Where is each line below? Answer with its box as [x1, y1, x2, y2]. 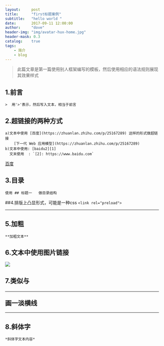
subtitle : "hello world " [5, 16, 62, 21]
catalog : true [5, 39, 41, 44]
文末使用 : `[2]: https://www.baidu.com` [9, 152, 94, 156]
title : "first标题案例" [5, 12, 61, 17]
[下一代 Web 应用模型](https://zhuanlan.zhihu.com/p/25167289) [14, 141, 140, 146]
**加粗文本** [5, 234, 29, 239]
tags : [5, 43, 16, 48]
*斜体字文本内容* [5, 337, 35, 342]
